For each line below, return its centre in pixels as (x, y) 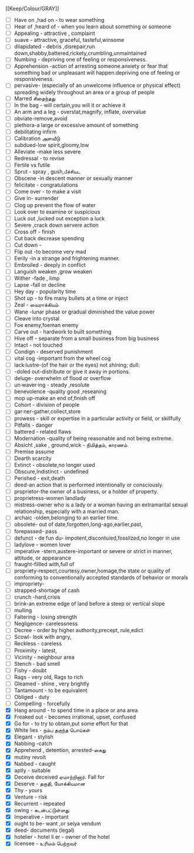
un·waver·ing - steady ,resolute (52, 385)
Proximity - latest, (35, 650)
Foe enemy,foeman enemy (46, 325)
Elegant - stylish (34, 737)
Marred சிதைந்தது (35, 98)
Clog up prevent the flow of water (55, 205)
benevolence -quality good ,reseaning (60, 391)
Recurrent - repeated (39, 803)
